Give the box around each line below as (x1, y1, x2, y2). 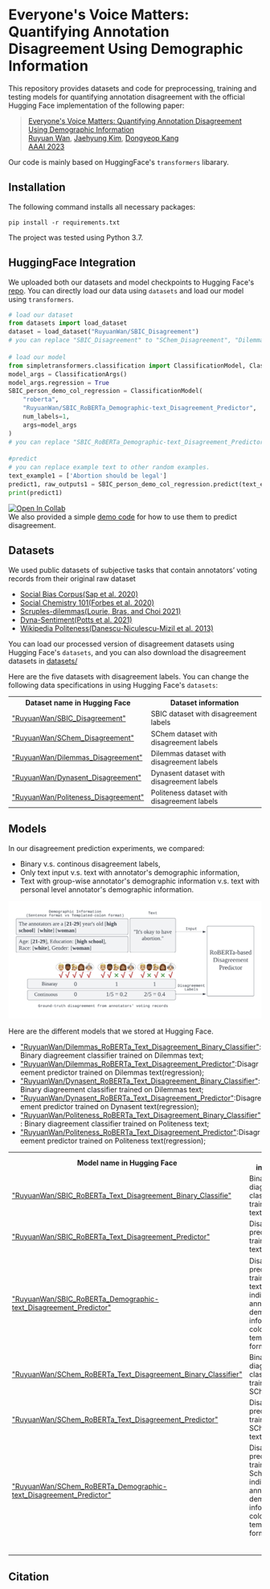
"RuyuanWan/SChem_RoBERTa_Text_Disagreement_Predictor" (11, 1415, 219, 1424)
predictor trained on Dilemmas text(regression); (47, 1067, 205, 1078)
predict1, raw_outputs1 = (8, 481, 95, 489)
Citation (8, 1570, 50, 1583)
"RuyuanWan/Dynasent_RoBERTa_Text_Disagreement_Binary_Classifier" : (19, 1076, 261, 1086)
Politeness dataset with (150, 788, 228, 797)
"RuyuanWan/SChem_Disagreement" (11, 733, 134, 743)
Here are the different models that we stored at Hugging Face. (8, 1026, 215, 1036)
